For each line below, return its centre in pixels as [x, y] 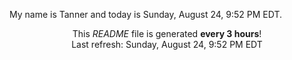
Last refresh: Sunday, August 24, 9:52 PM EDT [167, 44]
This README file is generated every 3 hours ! [167, 33]
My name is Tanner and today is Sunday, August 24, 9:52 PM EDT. [146, 14]
